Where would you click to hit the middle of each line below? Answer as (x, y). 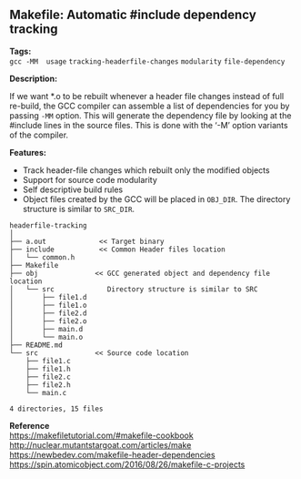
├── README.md (36, 345)
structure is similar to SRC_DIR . (78, 209)
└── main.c (46, 392)
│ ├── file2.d (49, 313)
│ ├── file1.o (49, 305)
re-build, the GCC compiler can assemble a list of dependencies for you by (150, 106)
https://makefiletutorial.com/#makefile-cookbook (101, 435)
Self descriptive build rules (73, 189)
